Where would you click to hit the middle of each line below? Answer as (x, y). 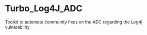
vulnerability (17, 27)
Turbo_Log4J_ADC (44, 9)
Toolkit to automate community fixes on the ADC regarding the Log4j (74, 22)
